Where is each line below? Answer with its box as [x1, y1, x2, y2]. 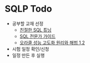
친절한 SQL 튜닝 [19, 26, 52, 33]
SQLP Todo [5, 3, 53, 15]
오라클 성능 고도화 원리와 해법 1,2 [19, 39, 85, 46]
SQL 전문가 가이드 [19, 33, 56, 39]
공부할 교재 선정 [12, 20, 43, 26]
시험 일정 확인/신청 [12, 46, 49, 52]
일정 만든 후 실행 [12, 52, 45, 58]
